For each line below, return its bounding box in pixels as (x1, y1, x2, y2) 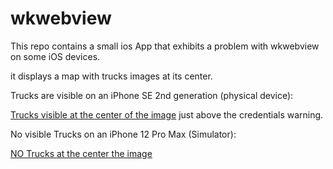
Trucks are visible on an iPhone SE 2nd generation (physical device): (10, 89, 294, 101)
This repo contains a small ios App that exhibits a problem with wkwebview (10, 40, 320, 52)
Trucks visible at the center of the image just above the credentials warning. (10, 108, 324, 121)
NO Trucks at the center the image (10, 147, 153, 159)
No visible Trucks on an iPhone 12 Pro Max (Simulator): (10, 128, 237, 140)
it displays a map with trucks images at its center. (10, 70, 213, 82)
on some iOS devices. (10, 50, 101, 62)
